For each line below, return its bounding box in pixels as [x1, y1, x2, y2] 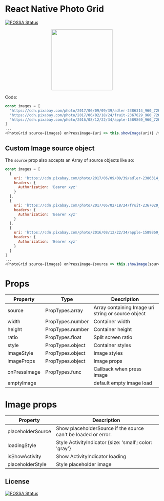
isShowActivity [7, 453, 41, 460]
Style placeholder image [56, 461, 112, 467]
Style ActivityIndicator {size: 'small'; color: [56, 439, 152, 445]
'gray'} [56, 445, 71, 452]
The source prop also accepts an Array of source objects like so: [5, 157, 135, 163]
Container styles [93, 342, 131, 349]
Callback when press [93, 366, 142, 372]
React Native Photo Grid [5, 3, 104, 15]
